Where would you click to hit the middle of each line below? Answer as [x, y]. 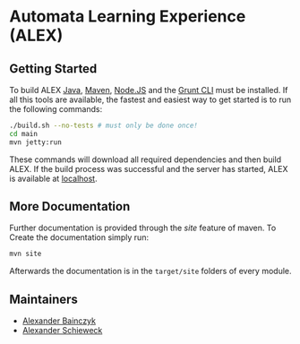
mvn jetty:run [36, 142]
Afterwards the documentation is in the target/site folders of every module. [150, 271]
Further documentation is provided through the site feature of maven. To [143, 228]
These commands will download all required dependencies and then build [146, 159]
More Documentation [70, 206]
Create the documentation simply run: [79, 237]
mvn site [26, 254]
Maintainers [44, 299]
